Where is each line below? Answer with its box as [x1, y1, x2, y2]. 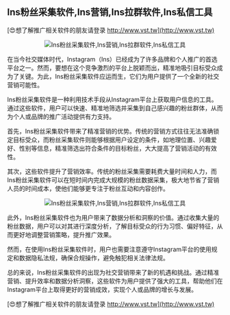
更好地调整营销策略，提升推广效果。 [12, 230, 115, 238]
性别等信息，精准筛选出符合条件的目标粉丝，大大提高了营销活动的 [18, 144, 205, 152]
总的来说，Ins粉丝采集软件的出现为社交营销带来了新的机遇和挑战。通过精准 [7, 268, 220, 276]
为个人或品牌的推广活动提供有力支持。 [7, 112, 115, 121]
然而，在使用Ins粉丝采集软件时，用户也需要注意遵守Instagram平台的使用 [7, 245, 212, 253]
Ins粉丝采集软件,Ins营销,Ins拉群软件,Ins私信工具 [7, 6, 213, 18]
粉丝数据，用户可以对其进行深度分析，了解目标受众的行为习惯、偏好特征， [7, 222, 217, 230]
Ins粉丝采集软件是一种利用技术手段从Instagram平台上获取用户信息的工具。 [7, 95, 218, 103]
